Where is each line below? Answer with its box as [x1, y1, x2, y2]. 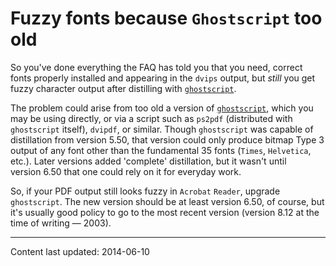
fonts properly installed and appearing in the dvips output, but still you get [10, 72, 316, 84]
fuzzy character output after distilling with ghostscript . [10, 82, 237, 94]
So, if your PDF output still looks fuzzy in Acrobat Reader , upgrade [10, 185, 281, 197]
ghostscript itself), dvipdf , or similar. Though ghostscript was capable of [10, 123, 314, 135]
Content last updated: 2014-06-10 [10, 245, 150, 257]
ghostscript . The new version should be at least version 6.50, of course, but [10, 195, 325, 207]
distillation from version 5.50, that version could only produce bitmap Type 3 [10, 133, 325, 146]
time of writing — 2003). [10, 217, 112, 229]
